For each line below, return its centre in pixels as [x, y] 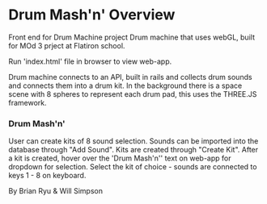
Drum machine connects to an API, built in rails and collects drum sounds [130, 77]
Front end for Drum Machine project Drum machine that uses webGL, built [131, 37]
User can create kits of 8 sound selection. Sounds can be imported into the [133, 141]
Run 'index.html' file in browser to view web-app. [90, 61]
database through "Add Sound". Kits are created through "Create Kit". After [133, 150]
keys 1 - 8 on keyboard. [47, 176]
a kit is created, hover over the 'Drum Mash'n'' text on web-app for [120, 158]
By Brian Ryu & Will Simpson [56, 191]
